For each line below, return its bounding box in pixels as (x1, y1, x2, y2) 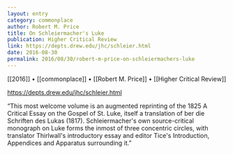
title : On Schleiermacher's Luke (7, 29, 105, 37)
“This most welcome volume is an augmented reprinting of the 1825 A (7, 102, 208, 110)
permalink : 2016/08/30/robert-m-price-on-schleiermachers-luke (7, 56, 195, 63)
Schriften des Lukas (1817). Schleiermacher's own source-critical (7, 116, 194, 125)
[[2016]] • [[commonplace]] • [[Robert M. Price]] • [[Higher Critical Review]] (7, 75, 227, 83)
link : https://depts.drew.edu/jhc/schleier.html (7, 43, 151, 49)
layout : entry (7, 10, 49, 17)
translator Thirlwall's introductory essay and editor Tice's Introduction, (7, 131, 210, 139)
